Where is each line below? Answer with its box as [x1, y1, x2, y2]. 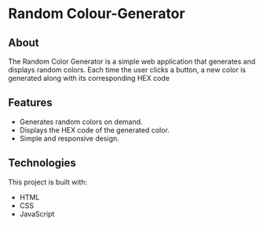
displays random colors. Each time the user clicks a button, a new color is [8, 65, 247, 75]
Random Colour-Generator [8, 5, 186, 23]
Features [8, 96, 53, 110]
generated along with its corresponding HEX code [8, 74, 170, 82]
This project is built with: [8, 177, 88, 187]
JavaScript [19, 209, 55, 218]
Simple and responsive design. [19, 133, 119, 143]
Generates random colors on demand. [19, 117, 143, 126]
